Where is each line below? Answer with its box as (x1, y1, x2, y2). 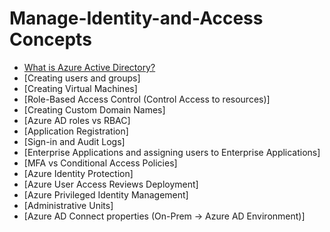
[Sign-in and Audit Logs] (23, 135, 126, 147)
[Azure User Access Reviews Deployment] (23, 178, 199, 190)
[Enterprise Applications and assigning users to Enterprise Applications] (23, 146, 321, 158)
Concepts (9, 28, 92, 51)
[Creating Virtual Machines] (23, 82, 138, 94)
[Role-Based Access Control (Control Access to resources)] (23, 93, 271, 105)
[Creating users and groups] (23, 72, 141, 84)
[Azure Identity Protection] (23, 167, 134, 179)
